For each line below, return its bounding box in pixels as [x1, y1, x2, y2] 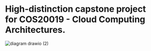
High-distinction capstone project [5, 3, 146, 15]
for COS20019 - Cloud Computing [5, 14, 146, 25]
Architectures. [5, 25, 66, 35]
